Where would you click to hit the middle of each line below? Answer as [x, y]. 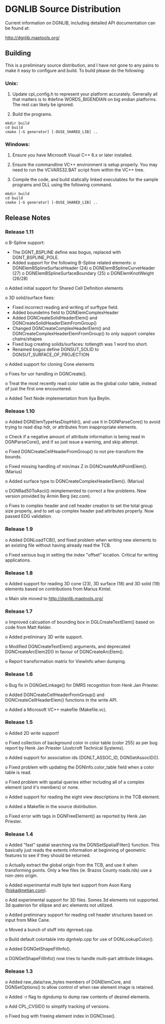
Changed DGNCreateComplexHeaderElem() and [61, 328]
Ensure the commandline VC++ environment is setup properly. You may [85, 165]
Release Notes [28, 218]
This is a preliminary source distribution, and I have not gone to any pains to [82, 65]
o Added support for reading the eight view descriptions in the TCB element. [82, 797]
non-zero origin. [21, 875]
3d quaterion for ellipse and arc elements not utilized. [59, 905]
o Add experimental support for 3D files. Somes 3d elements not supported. [82, 900]
